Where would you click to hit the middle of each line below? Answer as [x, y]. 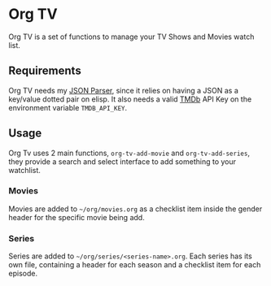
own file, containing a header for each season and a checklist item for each [135, 265]
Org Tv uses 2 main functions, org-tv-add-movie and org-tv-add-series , [129, 153]
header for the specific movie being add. [76, 217]
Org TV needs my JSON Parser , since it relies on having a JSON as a [123, 90]
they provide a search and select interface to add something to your [122, 161]
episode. [23, 274]
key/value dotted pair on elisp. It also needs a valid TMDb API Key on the [130, 99]
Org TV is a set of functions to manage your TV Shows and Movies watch [131, 37]
